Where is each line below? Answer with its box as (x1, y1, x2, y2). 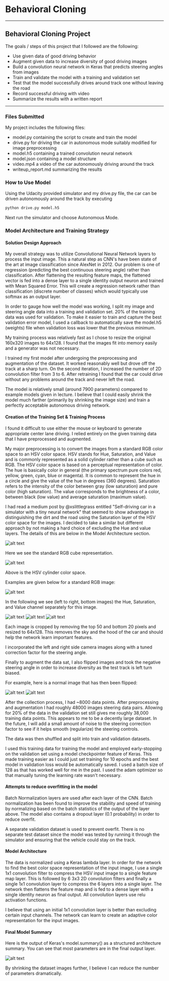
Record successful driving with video (12, 90, 90, 96)
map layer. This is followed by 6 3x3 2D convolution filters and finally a (5, 875, 152, 881)
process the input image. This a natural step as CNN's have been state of (5, 256, 157, 263)
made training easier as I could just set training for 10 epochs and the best (5, 756, 159, 762)
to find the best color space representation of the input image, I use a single (5, 865, 162, 871)
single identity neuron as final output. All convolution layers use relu (5, 891, 146, 897)
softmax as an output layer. (5, 294, 61, 300)
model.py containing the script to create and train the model (12, 135, 137, 141)
